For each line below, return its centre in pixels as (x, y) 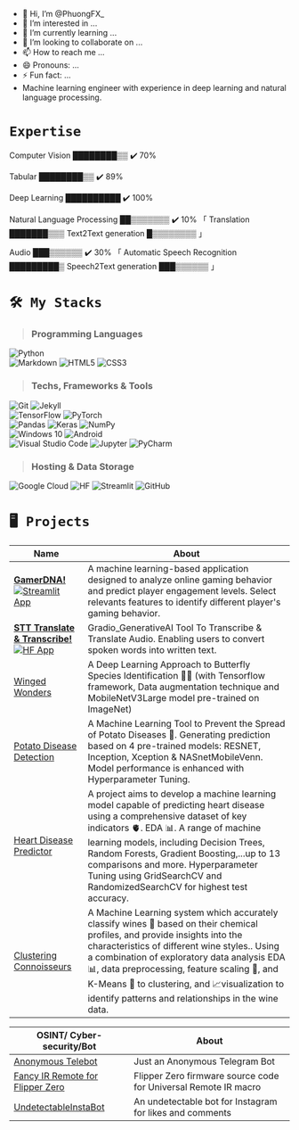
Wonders (32, 692)
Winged (30, 680)
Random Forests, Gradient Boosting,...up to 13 (184, 854)
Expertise (45, 132)
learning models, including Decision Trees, (176, 842)
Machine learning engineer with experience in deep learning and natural (154, 88)
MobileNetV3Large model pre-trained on (174, 697)
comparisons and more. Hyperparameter (173, 864)
